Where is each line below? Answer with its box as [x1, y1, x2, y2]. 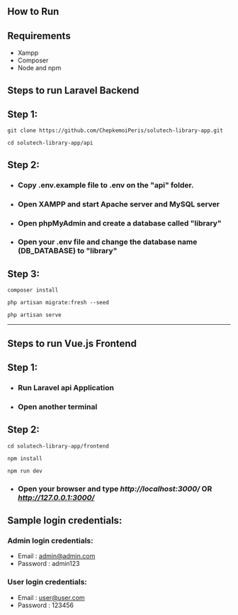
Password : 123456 [17, 601, 74, 609]
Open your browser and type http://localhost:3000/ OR [17, 484, 212, 494]
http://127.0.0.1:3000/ [17, 492, 95, 502]
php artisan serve [7, 311, 62, 318]
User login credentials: [7, 577, 87, 587]
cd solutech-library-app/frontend [7, 443, 110, 450]
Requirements [7, 30, 71, 42]
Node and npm [17, 64, 62, 72]
